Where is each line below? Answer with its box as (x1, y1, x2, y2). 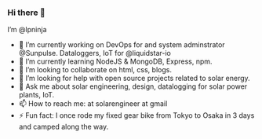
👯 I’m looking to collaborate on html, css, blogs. (18, 65, 172, 75)
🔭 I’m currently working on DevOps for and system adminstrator (18, 40, 225, 49)
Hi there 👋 (7, 7, 46, 18)
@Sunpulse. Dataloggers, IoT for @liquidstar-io (18, 49, 172, 58)
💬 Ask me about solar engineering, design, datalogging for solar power (18, 82, 248, 91)
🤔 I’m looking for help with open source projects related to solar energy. (18, 74, 250, 83)
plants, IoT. (18, 90, 55, 100)
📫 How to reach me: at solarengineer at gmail (18, 99, 168, 108)
